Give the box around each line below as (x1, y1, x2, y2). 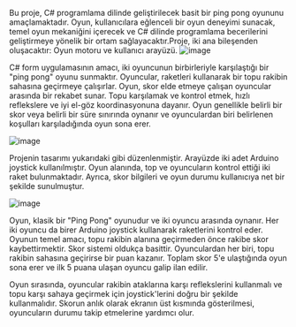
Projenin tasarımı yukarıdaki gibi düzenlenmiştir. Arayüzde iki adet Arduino (9, 153, 279, 163)
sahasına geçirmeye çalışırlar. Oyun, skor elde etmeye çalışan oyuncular (9, 81, 272, 91)
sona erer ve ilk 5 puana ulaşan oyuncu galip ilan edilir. (9, 262, 209, 272)
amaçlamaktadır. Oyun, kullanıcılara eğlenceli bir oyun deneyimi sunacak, (9, 17, 276, 27)
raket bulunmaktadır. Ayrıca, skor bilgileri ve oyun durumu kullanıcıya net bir (9, 171, 285, 182)
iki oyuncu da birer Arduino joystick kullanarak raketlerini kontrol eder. (9, 224, 263, 235)
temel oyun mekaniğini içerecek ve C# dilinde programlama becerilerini (9, 27, 268, 36)
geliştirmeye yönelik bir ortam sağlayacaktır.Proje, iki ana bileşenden (9, 35, 259, 46)
